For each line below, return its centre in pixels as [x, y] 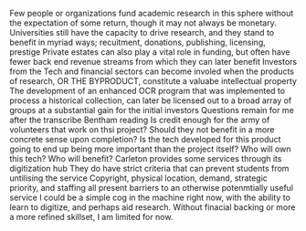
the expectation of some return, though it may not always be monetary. [143, 23]
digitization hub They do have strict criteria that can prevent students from [149, 168]
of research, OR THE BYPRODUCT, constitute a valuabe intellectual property [153, 81]
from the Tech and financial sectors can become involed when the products [152, 71]
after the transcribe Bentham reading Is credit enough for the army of [140, 120]
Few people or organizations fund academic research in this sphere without [152, 13]
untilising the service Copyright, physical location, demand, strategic [138, 178]
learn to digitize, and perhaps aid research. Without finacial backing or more [153, 207]
